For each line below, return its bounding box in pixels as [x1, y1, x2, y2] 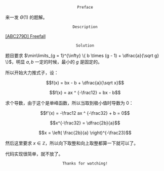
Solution [75, 43, 95, 48]
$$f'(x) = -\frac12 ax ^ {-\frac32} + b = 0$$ [40, 110, 130, 116]
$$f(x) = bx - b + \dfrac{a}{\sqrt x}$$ [46, 80, 125, 85]
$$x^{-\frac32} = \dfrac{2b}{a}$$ [50, 120, 120, 126]
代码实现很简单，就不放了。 [5, 151, 63, 157]
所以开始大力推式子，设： [5, 70, 59, 75]
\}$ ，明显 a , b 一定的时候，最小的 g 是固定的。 [5, 59, 102, 65]
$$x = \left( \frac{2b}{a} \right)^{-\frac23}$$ [38, 130, 132, 136]
